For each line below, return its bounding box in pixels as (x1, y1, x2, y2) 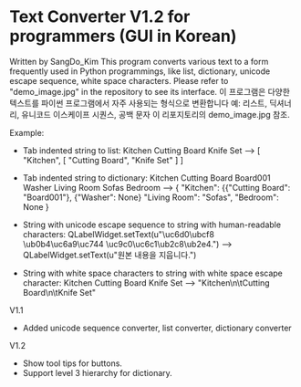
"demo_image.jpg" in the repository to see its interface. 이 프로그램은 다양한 (9, 86, 290, 97)
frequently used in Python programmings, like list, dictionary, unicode (9, 66, 271, 77)
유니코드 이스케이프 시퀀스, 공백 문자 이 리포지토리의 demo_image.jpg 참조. (21, 109, 290, 120)
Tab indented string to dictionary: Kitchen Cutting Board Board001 (22, 172, 271, 183)
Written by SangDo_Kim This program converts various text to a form (9, 56, 269, 67)
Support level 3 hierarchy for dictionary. (22, 367, 173, 378)
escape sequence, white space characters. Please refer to (9, 75, 229, 86)
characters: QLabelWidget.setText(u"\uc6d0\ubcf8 (22, 228, 214, 239)
